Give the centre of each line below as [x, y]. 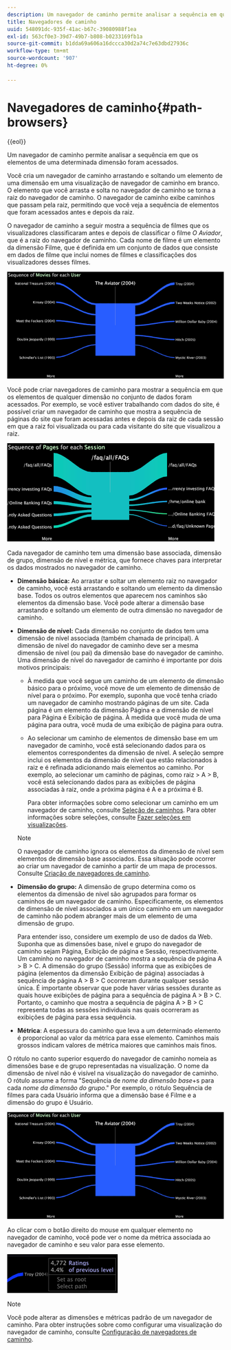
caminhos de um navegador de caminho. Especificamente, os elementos [120, 901]
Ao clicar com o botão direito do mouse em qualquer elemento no [100, 1229]
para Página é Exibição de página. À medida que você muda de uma [124, 717]
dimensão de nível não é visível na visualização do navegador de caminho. [113, 1073]
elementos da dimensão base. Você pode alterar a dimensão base [111, 602]
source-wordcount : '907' [43, 59]
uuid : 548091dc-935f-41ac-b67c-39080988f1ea [72, 29]
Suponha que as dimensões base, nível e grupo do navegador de [109, 943]
